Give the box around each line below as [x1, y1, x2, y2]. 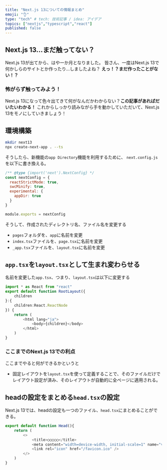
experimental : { [9, 189, 43, 194]
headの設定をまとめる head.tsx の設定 [5, 393, 120, 401]
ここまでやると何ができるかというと [5, 360, 80, 366]
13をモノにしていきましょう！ [5, 111, 66, 117]
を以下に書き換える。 [5, 160, 49, 166]
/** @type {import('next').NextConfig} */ [5, 170, 94, 175]
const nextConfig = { [5, 175, 50, 180]
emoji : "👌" [5, 12, 29, 17]
